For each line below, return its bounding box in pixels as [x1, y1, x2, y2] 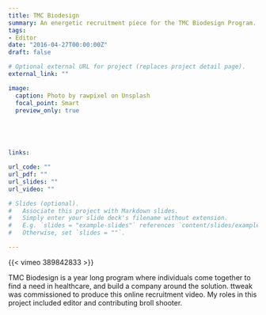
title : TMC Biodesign [8, 11, 80, 20]
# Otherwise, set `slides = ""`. [8, 229, 126, 237]
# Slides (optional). [8, 199, 80, 207]
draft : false [8, 48, 51, 56]
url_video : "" [8, 185, 55, 193]
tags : [8, 26, 26, 34]
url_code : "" [8, 163, 51, 171]
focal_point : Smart [15, 99, 80, 107]
